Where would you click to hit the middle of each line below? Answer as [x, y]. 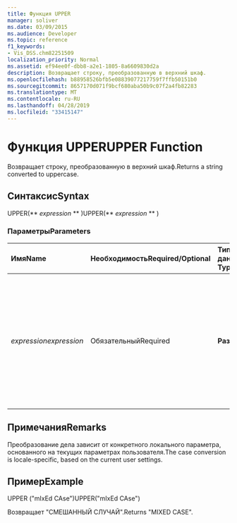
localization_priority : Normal [53, 60]
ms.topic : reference [38, 40]
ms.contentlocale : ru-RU [44, 99]
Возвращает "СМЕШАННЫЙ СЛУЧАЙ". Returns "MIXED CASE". [100, 512]
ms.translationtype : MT [42, 92]
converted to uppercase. [43, 174]
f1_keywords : [26, 47]
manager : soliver [33, 20]
